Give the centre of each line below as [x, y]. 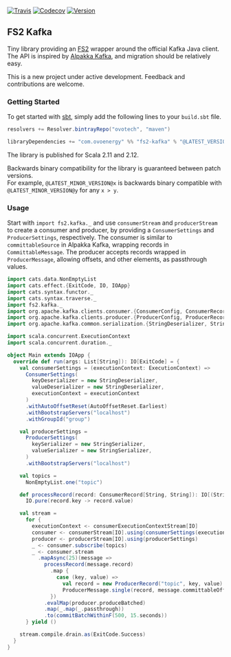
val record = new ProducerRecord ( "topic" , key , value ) [143, 583]
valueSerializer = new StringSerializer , [92, 451]
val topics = [38, 476]
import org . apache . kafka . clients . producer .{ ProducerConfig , [95, 318]
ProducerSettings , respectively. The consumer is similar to [90, 238]
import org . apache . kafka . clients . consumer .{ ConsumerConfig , [95, 311]
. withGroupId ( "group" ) [58, 419]
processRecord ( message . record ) [89, 565]
